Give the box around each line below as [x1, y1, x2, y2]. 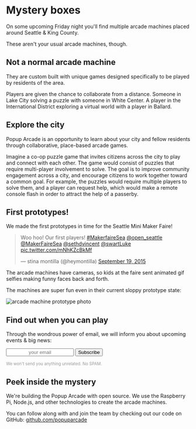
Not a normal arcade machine [6, 57, 116, 67]
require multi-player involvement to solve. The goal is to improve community [6, 165, 190, 173]
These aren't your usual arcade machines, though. [6, 40, 128, 47]
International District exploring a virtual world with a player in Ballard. [6, 103, 172, 110]
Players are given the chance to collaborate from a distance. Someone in [6, 90, 181, 97]
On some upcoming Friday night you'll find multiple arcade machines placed [6, 23, 190, 30]
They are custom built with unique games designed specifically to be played [6, 73, 190, 80]
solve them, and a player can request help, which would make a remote [6, 184, 178, 191]
